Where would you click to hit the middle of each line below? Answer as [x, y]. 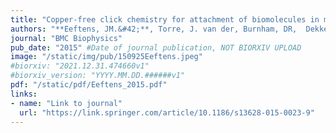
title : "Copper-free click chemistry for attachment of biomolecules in [165, 19]
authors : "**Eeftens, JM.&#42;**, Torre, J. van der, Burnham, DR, [154, 29]
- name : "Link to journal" [66, 103]
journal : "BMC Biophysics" [66, 38]
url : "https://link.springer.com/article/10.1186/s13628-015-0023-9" [167, 112]
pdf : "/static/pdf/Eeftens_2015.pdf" [89, 85]
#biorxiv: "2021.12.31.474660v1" [80, 66]
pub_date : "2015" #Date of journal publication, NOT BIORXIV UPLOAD [156, 47]
